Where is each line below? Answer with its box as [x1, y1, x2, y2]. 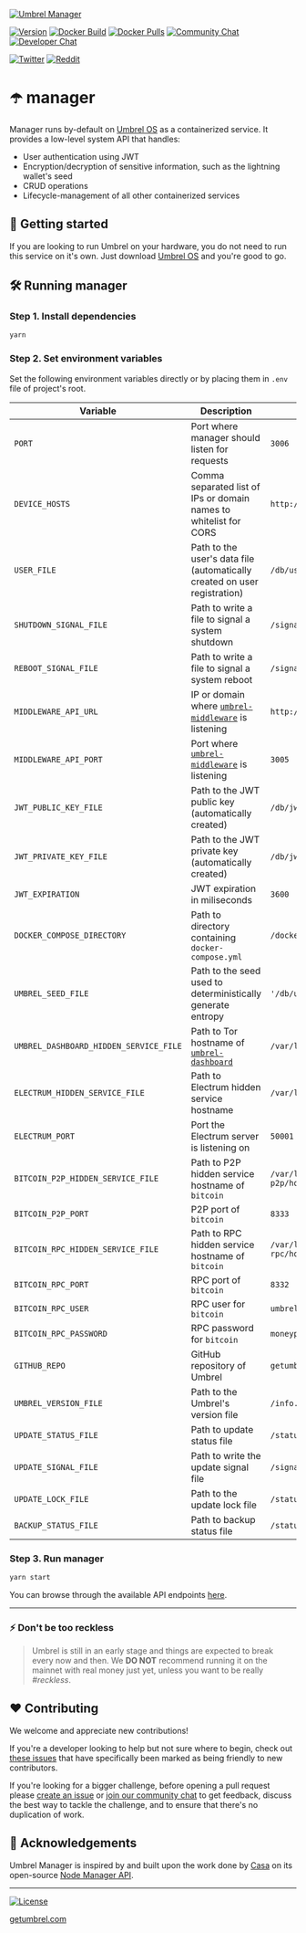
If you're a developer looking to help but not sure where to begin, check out [9, 1742, 293, 1753]
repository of [190, 1359, 247, 1371]
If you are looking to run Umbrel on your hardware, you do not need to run [9, 240, 287, 251]
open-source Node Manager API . [9, 1869, 134, 1880]
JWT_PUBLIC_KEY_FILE [14, 802, 103, 813]
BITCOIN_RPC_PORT [14, 1279, 89, 1289]
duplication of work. [9, 1809, 85, 1820]
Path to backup [190, 1513, 256, 1526]
